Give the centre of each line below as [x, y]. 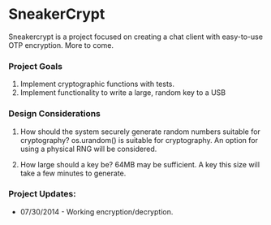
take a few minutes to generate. [73, 173]
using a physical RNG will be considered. [88, 149]
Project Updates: [42, 194]
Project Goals [36, 66]
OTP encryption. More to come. [61, 45]
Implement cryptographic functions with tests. [97, 84]
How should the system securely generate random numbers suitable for [140, 132]
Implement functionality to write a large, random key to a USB [123, 93]
